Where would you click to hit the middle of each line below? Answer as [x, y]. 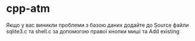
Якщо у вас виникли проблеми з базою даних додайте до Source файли [97, 25]
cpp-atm [28, 9]
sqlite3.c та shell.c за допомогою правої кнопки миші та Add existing [93, 31]
